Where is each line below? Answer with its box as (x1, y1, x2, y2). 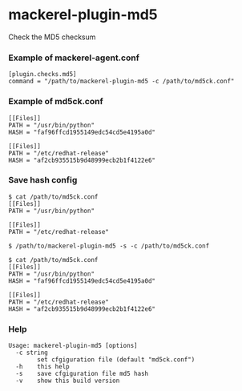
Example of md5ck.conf (8, 96, 103, 107)
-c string (15, 349, 48, 357)
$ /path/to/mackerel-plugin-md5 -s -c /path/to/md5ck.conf (8, 242, 210, 250)
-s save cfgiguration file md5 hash (15, 370, 149, 378)
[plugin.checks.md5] (8, 71, 78, 79)
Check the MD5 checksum (8, 32, 96, 42)
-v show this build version (15, 377, 120, 385)
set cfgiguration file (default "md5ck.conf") (37, 356, 196, 364)
